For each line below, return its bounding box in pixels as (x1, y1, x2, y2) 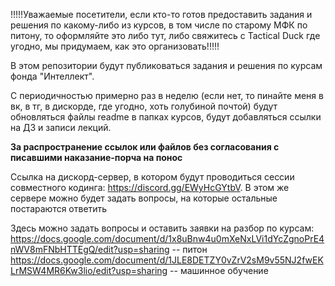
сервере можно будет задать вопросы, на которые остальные (10, 192, 278, 204)
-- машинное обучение (169, 265, 269, 276)
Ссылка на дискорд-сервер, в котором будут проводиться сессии (10, 171, 295, 183)
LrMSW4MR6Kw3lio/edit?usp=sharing (10, 265, 168, 276)
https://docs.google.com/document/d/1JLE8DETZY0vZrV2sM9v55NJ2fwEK (10, 254, 324, 266)
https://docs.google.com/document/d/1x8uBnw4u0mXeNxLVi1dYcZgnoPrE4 (10, 233, 325, 244)
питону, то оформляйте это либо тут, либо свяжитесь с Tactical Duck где (10, 30, 321, 41)
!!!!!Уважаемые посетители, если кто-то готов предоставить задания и (10, 9, 313, 20)
